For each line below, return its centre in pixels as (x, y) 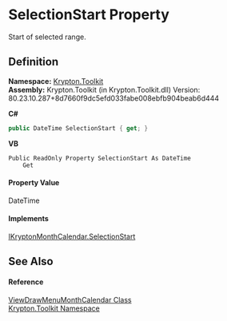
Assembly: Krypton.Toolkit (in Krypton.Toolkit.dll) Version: (104, 89)
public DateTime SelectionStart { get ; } (78, 128)
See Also (31, 262)
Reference (26, 282)
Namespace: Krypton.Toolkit (56, 81)
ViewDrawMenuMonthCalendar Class (70, 299)
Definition (33, 62)
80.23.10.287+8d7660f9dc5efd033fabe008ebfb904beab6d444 (114, 98)
